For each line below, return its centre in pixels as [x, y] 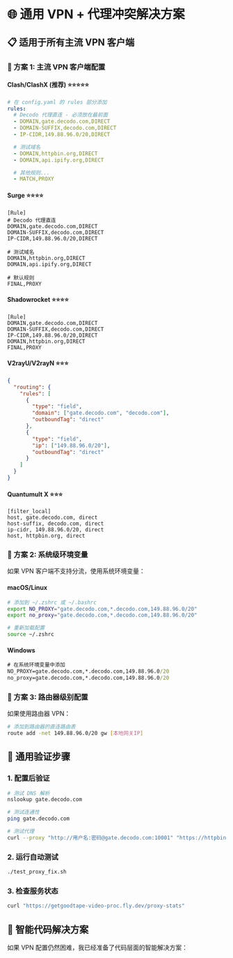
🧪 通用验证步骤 [39, 757]
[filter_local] [29, 512]
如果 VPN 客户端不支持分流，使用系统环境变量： [77, 571]
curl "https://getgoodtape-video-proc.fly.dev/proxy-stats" [96, 906]
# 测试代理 [21, 831]
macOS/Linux [27, 588]
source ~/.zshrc [31, 634]
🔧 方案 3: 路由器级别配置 [48, 697]
